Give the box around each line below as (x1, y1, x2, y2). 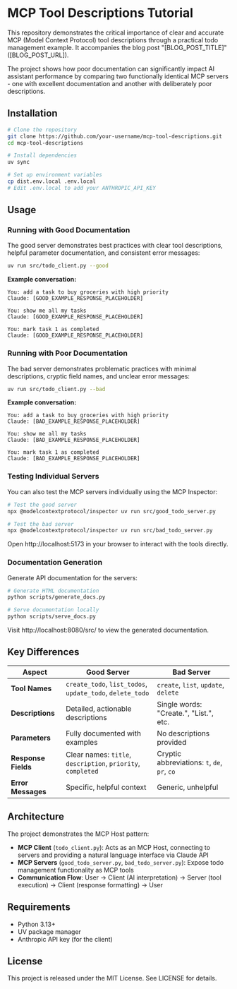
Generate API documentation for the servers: (7, 573, 138, 582)
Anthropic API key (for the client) (17, 935, 113, 943)
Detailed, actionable (66, 704, 132, 714)
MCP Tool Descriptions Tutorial (7, 5, 194, 21)
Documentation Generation (7, 558, 103, 568)
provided (157, 737, 187, 747)
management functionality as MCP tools (17, 865, 134, 874)
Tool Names (11, 683, 52, 693)
